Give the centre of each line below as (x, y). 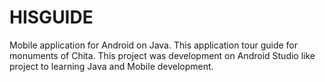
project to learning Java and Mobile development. (111, 66)
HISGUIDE (51, 17)
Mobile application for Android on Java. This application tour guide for (154, 45)
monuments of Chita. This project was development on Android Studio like (162, 55)
